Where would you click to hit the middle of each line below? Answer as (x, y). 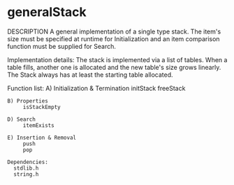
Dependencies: (28, 162)
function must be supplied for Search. (62, 46)
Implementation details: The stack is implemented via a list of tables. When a (117, 59)
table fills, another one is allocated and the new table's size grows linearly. (114, 67)
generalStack (47, 12)
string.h (26, 174)
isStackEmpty (42, 107)
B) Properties (28, 101)
